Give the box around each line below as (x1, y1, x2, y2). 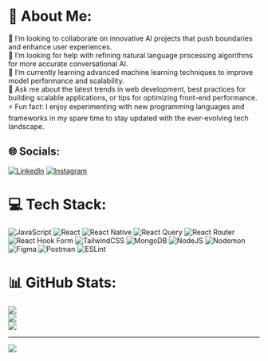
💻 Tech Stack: (8, 195, 107, 214)
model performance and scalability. (8, 76, 125, 85)
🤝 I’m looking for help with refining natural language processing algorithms (8, 50, 254, 60)
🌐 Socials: (8, 145, 61, 159)
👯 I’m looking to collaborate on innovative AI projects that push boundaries (8, 33, 253, 43)
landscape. (8, 121, 45, 131)
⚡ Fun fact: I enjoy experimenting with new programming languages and (8, 101, 245, 111)
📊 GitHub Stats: (8, 273, 117, 292)
